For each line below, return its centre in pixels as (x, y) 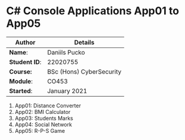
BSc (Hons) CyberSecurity (84, 71)
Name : (18, 52)
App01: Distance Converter (48, 106)
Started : (21, 91)
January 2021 (67, 91)
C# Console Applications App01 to (93, 11)
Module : (21, 81)
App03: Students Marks (44, 118)
